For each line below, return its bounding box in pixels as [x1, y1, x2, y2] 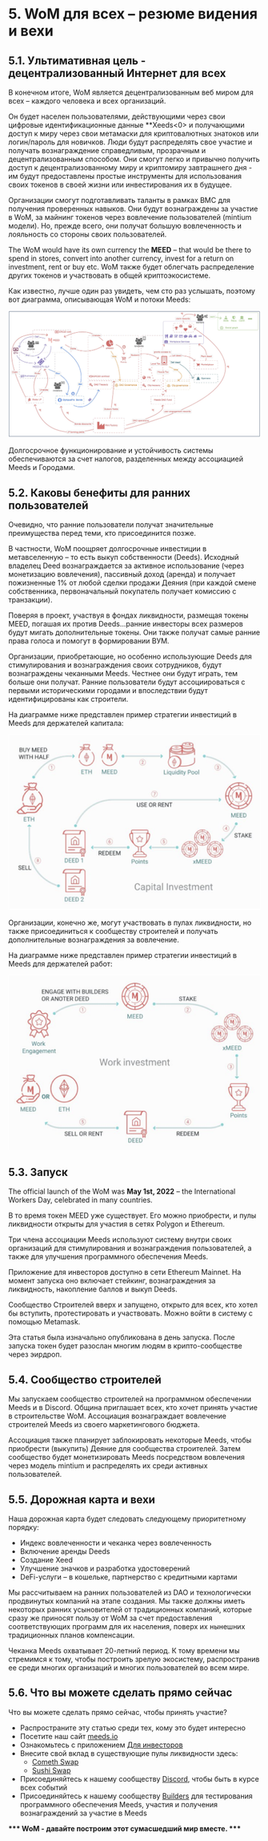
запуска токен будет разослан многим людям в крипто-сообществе [8, 1341, 242, 1351]
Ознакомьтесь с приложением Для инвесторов [19, 1740, 183, 1750]
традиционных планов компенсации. [8, 1630, 135, 1640]
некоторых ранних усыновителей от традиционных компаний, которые [8, 1604, 252, 1614]
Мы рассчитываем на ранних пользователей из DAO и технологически [8, 1588, 252, 1597]
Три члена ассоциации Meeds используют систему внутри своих [8, 1235, 232, 1244]
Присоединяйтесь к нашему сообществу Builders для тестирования [19, 1790, 254, 1801]
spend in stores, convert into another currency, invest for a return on [8, 253, 234, 263]
